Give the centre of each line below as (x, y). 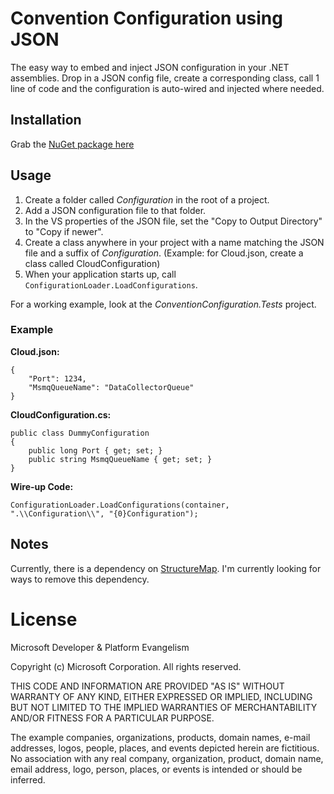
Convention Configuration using (146, 18)
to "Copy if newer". (64, 231)
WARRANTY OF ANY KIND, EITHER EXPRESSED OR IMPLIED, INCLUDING (161, 696)
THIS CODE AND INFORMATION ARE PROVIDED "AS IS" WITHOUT (147, 686)
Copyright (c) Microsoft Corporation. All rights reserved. (126, 666)
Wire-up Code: (42, 486)
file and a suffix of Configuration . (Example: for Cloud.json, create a (164, 253)
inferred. (28, 779)
